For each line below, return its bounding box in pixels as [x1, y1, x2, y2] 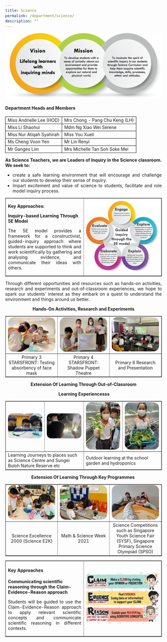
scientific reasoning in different [8, 620, 82, 626]
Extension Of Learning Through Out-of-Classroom [30, 381, 137, 387]
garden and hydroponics [85, 460, 136, 466]
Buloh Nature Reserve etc [8, 463, 61, 469]
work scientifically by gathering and [8, 249, 82, 255]
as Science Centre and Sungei [8, 458, 70, 464]
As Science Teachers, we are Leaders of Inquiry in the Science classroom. [5, 157, 162, 163]
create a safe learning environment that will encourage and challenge [12, 172, 162, 178]
